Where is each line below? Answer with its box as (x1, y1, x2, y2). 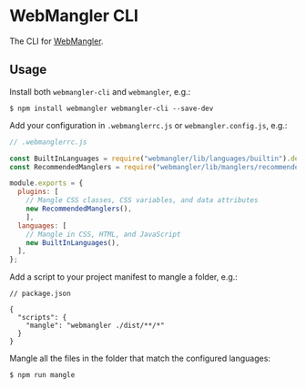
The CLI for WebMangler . (9, 36, 104, 46)
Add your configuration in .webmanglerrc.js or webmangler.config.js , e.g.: (9, 119, 288, 130)
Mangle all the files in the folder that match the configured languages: (9, 353, 271, 364)
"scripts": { (17, 313, 67, 322)
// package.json (9, 289, 71, 299)
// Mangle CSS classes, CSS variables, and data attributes (25, 196, 259, 205)
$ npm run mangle (9, 371, 76, 380)
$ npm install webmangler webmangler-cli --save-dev (9, 104, 214, 113)
